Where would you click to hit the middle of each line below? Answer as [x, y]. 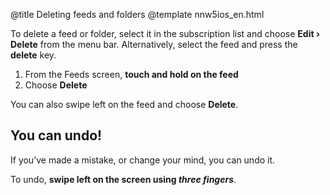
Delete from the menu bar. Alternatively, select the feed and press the [154, 44]
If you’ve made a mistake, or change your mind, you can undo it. [143, 160]
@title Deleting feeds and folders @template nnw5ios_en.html [137, 14]
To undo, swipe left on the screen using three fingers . [123, 179]
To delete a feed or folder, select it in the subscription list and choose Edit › [165, 33]
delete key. [33, 55]
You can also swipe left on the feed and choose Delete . [124, 104]
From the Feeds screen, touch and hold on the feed [131, 74]
